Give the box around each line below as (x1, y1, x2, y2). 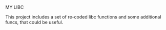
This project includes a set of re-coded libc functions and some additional (5, 14, 161, 19)
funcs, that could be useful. (5, 19, 64, 25)
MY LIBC (5, 4, 24, 10)
